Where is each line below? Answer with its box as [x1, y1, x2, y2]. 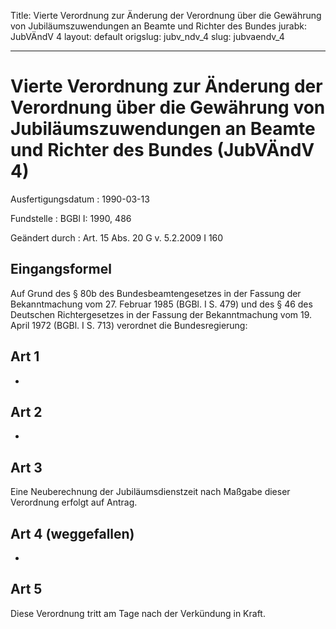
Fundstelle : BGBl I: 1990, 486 [10, 212, 132, 224]
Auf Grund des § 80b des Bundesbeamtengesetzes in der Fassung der [10, 287, 302, 299]
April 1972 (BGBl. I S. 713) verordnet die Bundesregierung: [10, 319, 248, 331]
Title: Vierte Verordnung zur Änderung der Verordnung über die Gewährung [10, 10, 322, 21]
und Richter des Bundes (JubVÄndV [10, 139, 315, 162]
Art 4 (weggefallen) [10, 525, 135, 542]
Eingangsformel [10, 261, 112, 278]
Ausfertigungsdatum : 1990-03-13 [10, 193, 150, 205]
